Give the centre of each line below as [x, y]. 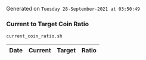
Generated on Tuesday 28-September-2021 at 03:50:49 [73, 9]
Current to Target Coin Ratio [48, 24]
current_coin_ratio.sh [34, 36]
